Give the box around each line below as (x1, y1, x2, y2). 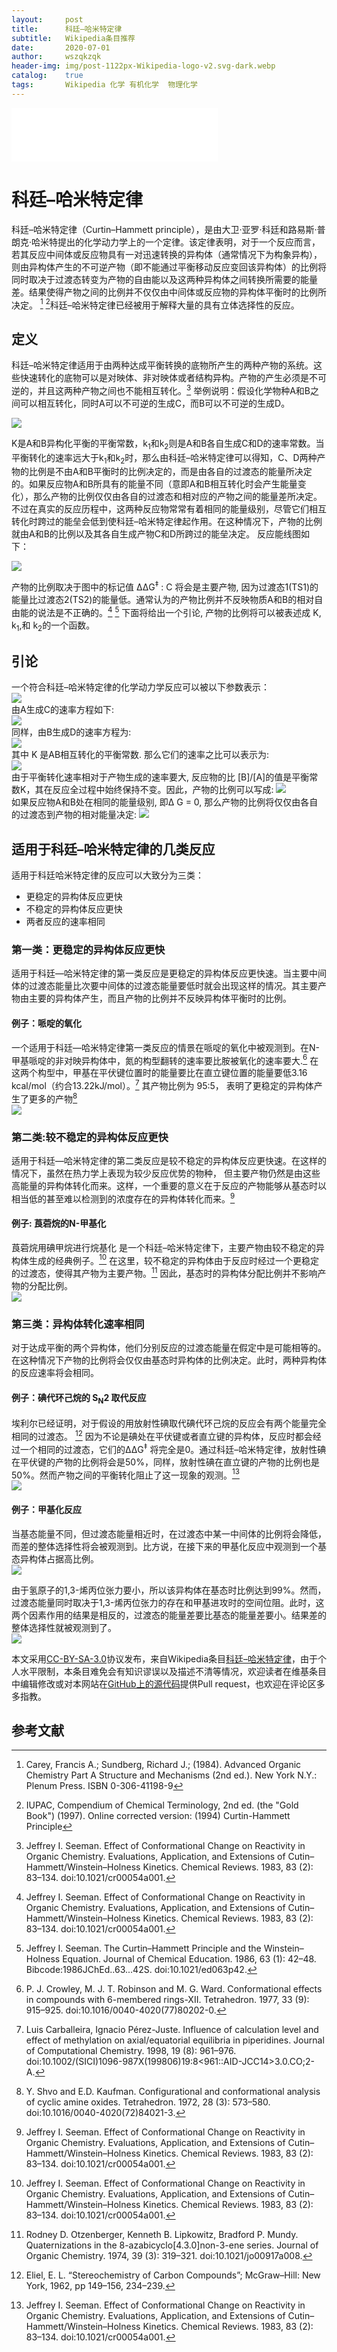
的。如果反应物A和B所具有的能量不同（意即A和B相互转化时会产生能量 (11, 478, 298, 490)
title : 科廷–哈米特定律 (11, 24, 123, 34)
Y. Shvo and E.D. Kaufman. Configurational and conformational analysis (25, 2086, 321, 2098)
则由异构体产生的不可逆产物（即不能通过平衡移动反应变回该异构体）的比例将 (11, 261, 327, 273)
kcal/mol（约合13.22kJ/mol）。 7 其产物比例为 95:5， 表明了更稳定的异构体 (11, 1078, 314, 1091)
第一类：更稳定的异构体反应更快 (11, 943, 166, 957)
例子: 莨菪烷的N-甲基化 (11, 1217, 107, 1230)
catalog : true (11, 71, 84, 81)
